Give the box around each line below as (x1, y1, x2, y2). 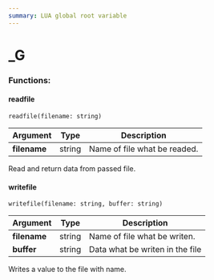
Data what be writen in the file (89, 244, 202, 255)
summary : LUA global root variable (8, 11, 127, 20)
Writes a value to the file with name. (8, 265, 127, 274)
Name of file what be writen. (89, 231, 196, 242)
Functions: (8, 74, 51, 86)
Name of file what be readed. (89, 143, 199, 154)
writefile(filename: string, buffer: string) (8, 200, 163, 208)
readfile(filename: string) (8, 112, 103, 120)
